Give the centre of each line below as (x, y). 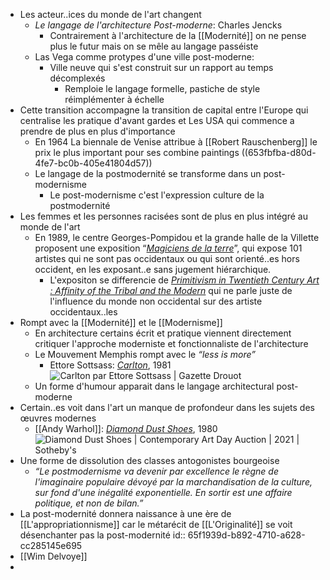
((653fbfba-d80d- (279, 152)
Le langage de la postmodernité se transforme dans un (148, 173)
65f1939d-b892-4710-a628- (246, 535)
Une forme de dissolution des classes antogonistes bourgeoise (149, 460)
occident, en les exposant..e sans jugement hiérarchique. (153, 269)
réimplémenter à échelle (114, 99)
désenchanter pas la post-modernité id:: (102, 535)
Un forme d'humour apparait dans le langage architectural (154, 386)
